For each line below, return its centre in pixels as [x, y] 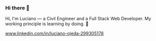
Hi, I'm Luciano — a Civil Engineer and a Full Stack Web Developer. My [78, 19]
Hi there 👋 [18, 8]
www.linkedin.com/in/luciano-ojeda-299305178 [55, 34]
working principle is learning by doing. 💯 [47, 24]
